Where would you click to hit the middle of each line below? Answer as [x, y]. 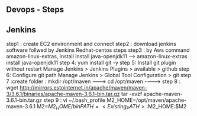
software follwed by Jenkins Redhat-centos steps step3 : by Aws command [98, 50]
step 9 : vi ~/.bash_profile [74, 100]
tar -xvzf [132, 94]
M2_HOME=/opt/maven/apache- [146, 100]
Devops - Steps [35, 10]
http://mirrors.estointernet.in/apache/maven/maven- [84, 88]
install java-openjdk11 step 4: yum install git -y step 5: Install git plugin [91, 63]
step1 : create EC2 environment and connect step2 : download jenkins [91, 44]
